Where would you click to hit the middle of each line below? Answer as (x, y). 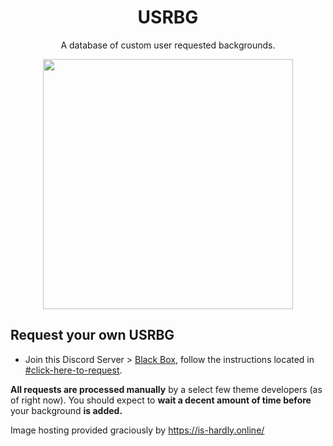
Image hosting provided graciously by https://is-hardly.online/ (137, 430)
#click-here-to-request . (73, 370)
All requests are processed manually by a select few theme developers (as (166, 389)
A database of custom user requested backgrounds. (168, 45)
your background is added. (66, 410)
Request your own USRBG (92, 335)
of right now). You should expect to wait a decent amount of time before (161, 400)
